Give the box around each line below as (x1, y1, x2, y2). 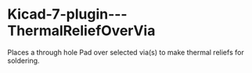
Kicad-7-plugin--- (7, 5, 128, 23)
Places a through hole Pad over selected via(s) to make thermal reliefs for (7, 47, 244, 57)
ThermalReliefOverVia (7, 22, 156, 40)
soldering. (7, 56, 40, 65)
